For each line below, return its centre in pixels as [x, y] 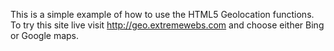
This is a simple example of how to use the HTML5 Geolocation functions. [162, 14]
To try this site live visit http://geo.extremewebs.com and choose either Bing [167, 25]
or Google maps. [45, 35]
